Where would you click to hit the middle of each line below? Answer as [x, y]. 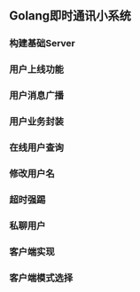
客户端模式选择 [41, 278]
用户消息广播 [37, 96]
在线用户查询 [37, 147]
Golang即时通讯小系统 [70, 16]
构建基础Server [42, 43]
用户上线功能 [37, 69]
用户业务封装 [37, 122]
